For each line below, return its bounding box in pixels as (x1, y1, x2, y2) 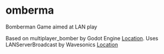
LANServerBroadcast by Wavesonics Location (5, 41, 118, 48)
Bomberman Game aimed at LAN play (5, 23, 98, 30)
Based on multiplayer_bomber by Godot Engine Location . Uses (5, 34, 159, 42)
